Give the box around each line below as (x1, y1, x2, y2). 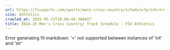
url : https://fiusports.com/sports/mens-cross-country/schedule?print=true (5, 7, 168, 12)
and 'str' (5, 40, 23, 46)
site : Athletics (5, 12, 39, 17)
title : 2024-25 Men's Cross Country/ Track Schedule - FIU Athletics (5, 21, 155, 26)
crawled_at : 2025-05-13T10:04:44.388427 (5, 16, 92, 21)
